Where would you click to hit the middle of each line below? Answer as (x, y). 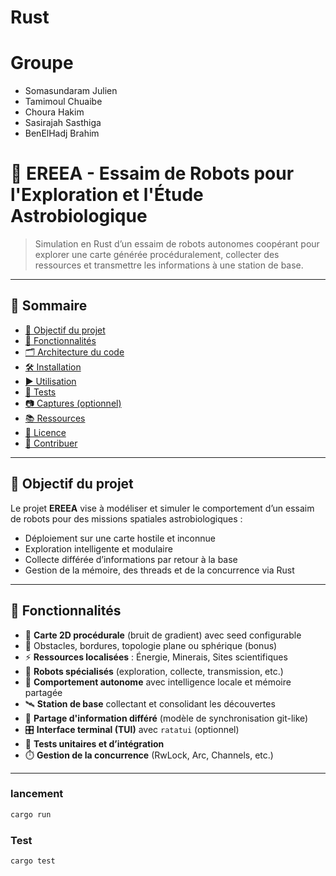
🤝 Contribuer (51, 443)
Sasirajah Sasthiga (63, 123)
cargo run (31, 814)
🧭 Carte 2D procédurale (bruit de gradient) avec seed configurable (163, 635)
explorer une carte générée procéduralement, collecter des (157, 255)
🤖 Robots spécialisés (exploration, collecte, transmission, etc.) (154, 671)
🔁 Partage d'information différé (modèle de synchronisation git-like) (166, 718)
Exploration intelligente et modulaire (98, 548)
